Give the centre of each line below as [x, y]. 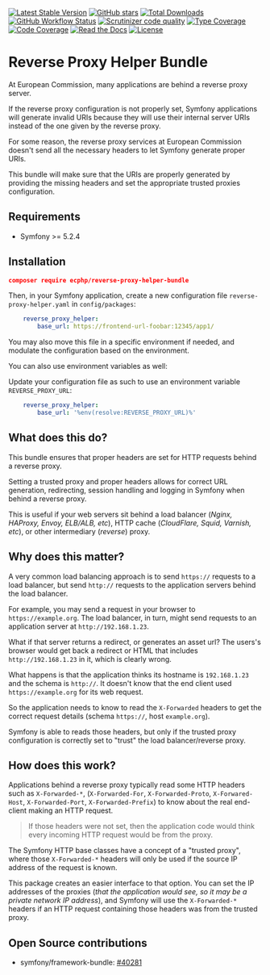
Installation [37, 262]
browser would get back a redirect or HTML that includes [104, 651]
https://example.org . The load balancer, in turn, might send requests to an [133, 617]
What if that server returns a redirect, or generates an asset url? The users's [135, 642]
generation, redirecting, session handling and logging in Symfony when [127, 490]
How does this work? [62, 766]
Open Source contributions [78, 943]
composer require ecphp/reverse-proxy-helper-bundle [99, 280]
